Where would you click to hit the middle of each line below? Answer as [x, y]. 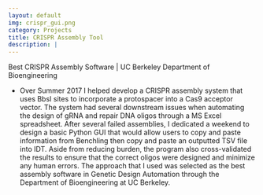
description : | [33, 45]
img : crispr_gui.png [42, 23]
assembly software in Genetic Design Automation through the [119, 175]
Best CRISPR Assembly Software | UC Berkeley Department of [109, 67]
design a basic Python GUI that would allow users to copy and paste [130, 132]
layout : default [35, 15]
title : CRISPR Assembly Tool [56, 37]
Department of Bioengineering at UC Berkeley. [95, 182]
